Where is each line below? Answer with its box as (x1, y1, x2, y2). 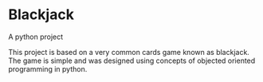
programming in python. (8, 64, 88, 73)
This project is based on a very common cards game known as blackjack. (8, 47, 249, 57)
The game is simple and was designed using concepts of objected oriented (8, 56, 256, 65)
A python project (8, 32, 64, 41)
